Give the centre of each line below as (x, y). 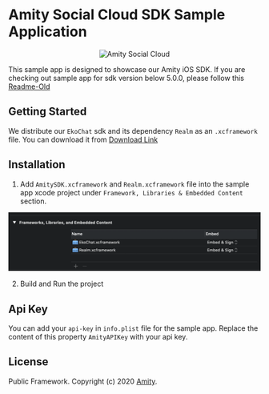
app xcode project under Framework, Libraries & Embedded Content (131, 192)
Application (48, 32)
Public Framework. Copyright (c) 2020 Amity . (83, 381)
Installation (37, 165)
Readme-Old (29, 86)
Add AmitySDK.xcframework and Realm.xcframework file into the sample (134, 184)
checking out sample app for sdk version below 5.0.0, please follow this (126, 78)
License (28, 362)
